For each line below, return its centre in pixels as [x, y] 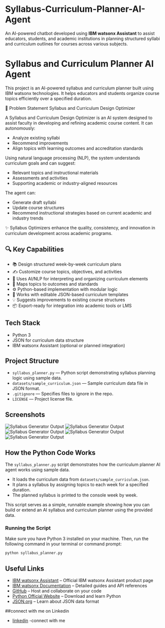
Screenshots [25, 415]
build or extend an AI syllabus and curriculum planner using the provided [79, 510]
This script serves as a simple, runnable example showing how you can [77, 504]
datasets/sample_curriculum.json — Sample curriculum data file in [80, 383]
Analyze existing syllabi [36, 137]
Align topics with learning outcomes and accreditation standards [78, 148]
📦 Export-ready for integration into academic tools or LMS [72, 306]
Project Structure [32, 361]
